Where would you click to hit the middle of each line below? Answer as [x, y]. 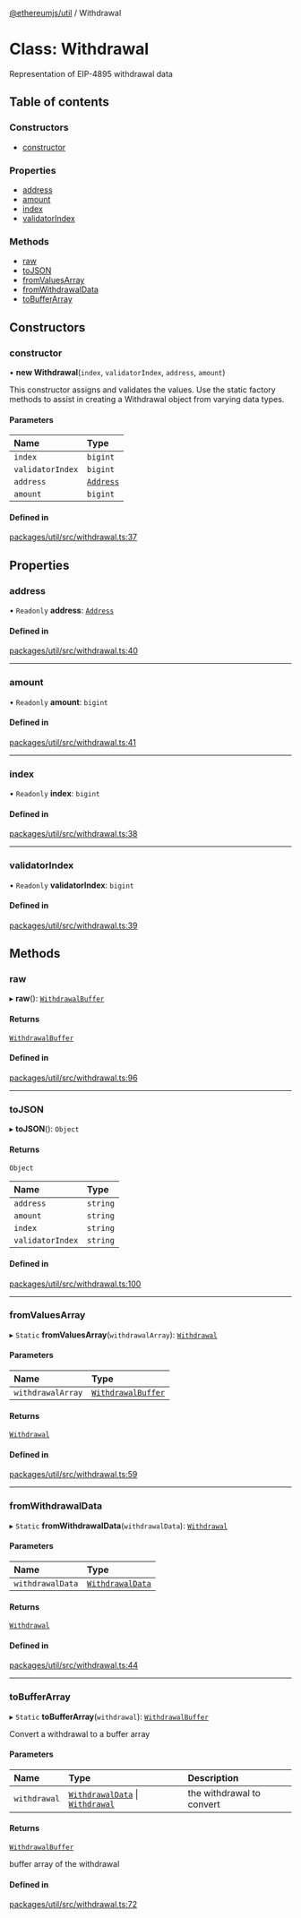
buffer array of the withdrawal [64, 1864]
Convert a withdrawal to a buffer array [80, 1733]
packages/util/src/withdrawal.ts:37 [73, 538]
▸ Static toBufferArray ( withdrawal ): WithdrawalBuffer [109, 1716]
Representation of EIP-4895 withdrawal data [91, 73]
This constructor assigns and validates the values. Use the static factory [142, 390]
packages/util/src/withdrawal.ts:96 [73, 1078]
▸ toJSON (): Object [44, 1129]
